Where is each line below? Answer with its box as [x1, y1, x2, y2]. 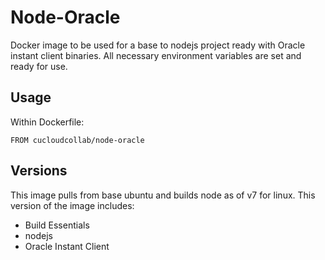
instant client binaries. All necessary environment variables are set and [10, 49, 302, 61]
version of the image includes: [10, 199, 135, 211]
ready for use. [10, 60, 68, 72]
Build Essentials [24, 219, 90, 231]
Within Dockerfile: [10, 116, 85, 128]
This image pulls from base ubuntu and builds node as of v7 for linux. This [10, 189, 316, 201]
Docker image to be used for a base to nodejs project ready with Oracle [10, 39, 306, 51]
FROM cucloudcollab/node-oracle [10, 135, 145, 145]
